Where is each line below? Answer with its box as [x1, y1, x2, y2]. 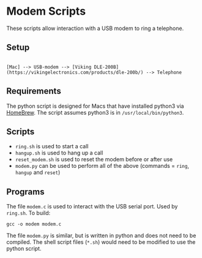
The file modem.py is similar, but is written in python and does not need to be [6, 232, 196, 240]
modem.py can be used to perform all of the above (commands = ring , [15, 162, 190, 170]
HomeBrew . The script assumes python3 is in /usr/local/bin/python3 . [6, 108, 184, 116]
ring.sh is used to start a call [15, 143, 89, 150]
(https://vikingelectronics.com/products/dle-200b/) [6, 69, 144, 75]
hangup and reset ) [15, 169, 61, 176]
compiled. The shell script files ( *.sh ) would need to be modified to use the [6, 238, 196, 246]
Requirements [6, 86, 61, 96]
